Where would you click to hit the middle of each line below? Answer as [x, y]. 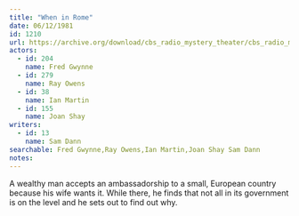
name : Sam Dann [53, 141]
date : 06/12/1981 [41, 26]
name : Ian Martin [57, 100]
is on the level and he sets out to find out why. [93, 202]
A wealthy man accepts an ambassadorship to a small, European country [143, 183]
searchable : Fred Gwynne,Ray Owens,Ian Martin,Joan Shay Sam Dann [135, 149]
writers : [25, 125]
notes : [21, 158]
